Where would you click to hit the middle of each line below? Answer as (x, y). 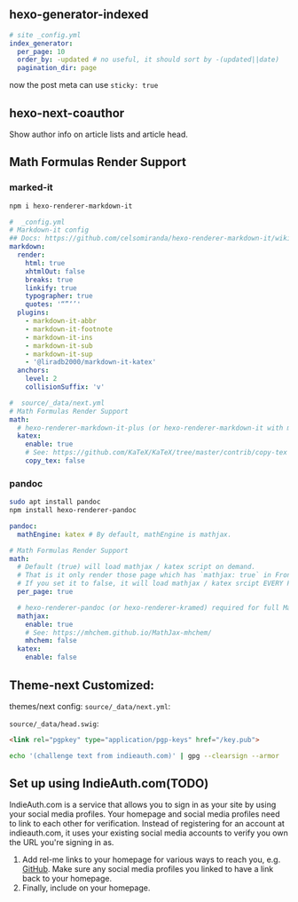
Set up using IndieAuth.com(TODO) (109, 783)
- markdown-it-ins (59, 337)
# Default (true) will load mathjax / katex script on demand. (136, 567)
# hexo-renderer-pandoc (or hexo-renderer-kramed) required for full (148, 607)
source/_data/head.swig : (54, 724)
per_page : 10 (41, 51)
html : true (45, 263)
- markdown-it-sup (59, 354)
